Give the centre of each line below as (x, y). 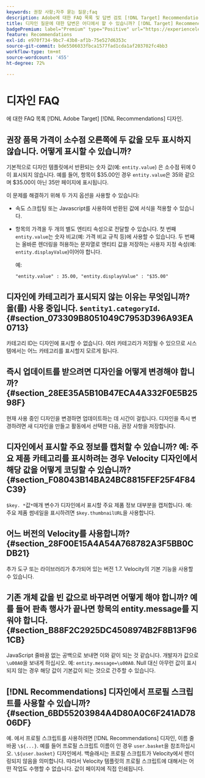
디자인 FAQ (33, 101)
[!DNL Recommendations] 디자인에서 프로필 (88, 692)
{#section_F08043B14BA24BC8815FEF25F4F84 (101, 480)
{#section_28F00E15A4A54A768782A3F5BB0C (100, 544)
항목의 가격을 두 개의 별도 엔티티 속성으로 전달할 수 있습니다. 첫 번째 (95, 229)
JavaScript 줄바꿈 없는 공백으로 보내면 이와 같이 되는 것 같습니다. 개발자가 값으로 (103, 655)
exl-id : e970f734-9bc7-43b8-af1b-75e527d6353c (67, 40)
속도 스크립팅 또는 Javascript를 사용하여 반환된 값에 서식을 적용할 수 (96, 208)
